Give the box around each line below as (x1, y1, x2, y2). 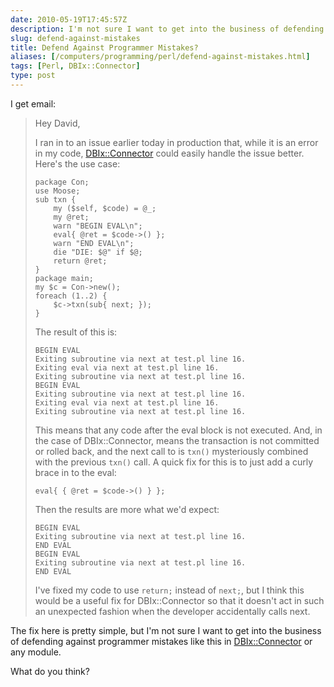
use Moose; (34, 186, 81, 196)
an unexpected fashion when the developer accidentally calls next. (34, 605, 311, 617)
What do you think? (10, 665, 90, 677)
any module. (10, 646, 62, 658)
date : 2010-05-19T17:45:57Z (10, 14, 128, 25)
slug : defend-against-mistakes (10, 33, 141, 43)
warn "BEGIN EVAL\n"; (53, 221, 143, 231)
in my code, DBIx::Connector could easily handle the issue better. (34, 147, 305, 159)
